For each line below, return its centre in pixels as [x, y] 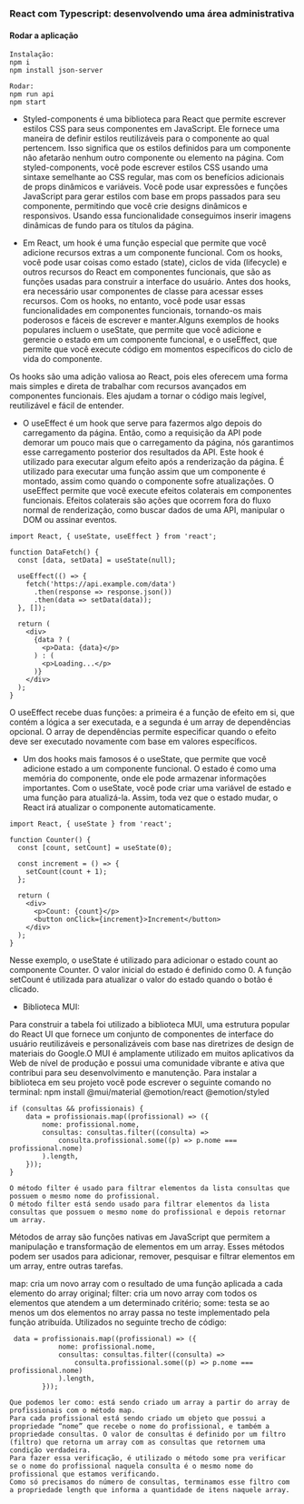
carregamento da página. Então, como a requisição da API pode [142, 433]
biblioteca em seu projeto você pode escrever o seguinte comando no [141, 1083]
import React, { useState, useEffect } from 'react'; [113, 536]
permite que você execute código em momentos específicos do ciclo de [157, 349]
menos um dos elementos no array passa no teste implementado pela [140, 1313]
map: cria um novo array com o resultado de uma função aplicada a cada [146, 1284]
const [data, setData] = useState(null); [97, 561]
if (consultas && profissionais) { [77, 1109]
